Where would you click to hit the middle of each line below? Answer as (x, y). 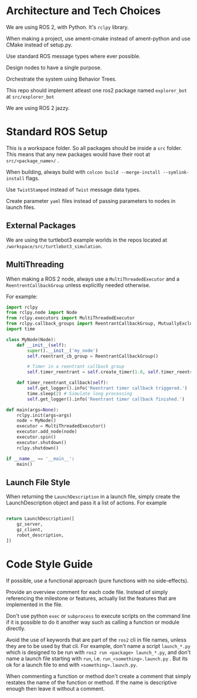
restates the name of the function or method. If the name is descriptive (91, 682)
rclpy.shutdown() (38, 448)
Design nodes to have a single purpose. (54, 67)
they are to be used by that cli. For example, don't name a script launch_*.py (98, 646)
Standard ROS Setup (57, 132)
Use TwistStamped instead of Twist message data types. (73, 189)
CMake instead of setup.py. (39, 45)
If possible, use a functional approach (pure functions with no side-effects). (97, 580)
